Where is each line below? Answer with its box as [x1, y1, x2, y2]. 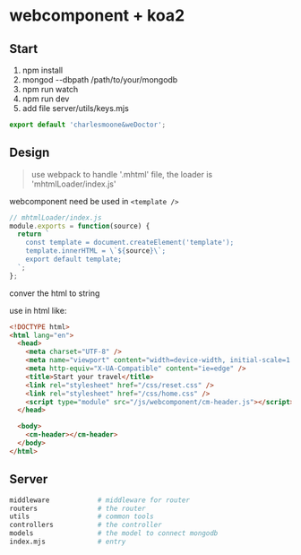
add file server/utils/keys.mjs [21, 103, 130, 113]
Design [9, 145, 50, 160]
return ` [17, 230, 50, 238]
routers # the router [9, 504, 146, 513]
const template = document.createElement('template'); [25, 238, 235, 247]
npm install [21, 65, 64, 75]
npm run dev [21, 93, 70, 104]
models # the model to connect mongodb [9, 529, 219, 538]
